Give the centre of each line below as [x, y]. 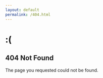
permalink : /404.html [28, 15]
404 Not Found [30, 58]
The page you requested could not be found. [52, 70]
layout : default [22, 10]
